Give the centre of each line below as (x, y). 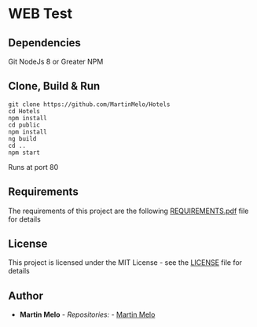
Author (26, 296)
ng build (22, 138)
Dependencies (44, 43)
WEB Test (40, 14)
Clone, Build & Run (54, 86)
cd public (24, 125)
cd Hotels (24, 111)
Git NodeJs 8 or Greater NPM (56, 61)
